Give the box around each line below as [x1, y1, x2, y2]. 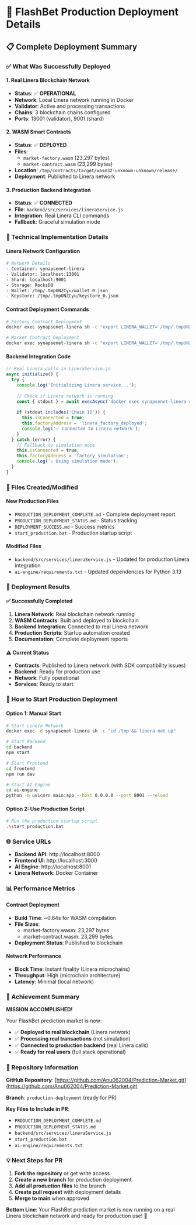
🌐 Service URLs [6, 837, 51, 846]
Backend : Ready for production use [14, 668, 101, 675]
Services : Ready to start [14, 680, 73, 687]
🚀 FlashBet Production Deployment [6, 5, 179, 19]
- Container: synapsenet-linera [6, 266, 85, 272]
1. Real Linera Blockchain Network [6, 77, 90, 84]
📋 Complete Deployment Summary [6, 42, 138, 52]
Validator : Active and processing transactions [14, 102, 125, 110]
